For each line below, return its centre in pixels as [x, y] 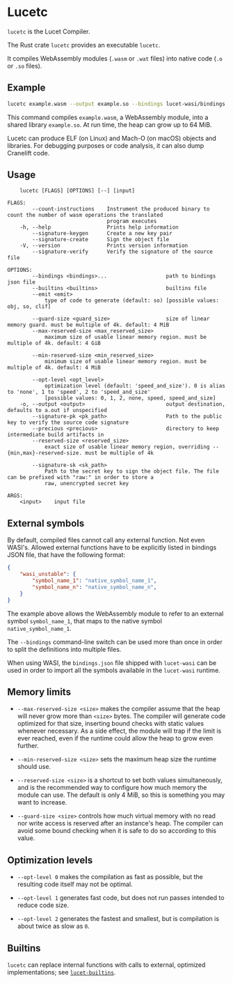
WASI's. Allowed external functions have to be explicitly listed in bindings [112, 547]
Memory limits [39, 692]
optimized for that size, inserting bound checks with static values [110, 724]
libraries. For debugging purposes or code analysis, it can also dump [106, 145]
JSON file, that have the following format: [66, 555]
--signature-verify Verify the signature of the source [123, 252]
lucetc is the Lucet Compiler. [49, 31]
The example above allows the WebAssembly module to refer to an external [115, 614]
